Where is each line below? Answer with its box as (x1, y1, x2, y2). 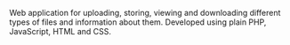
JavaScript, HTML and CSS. (9, 26, 112, 36)
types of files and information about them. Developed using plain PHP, (9, 17, 267, 27)
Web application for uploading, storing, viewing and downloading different (9, 8, 281, 18)
